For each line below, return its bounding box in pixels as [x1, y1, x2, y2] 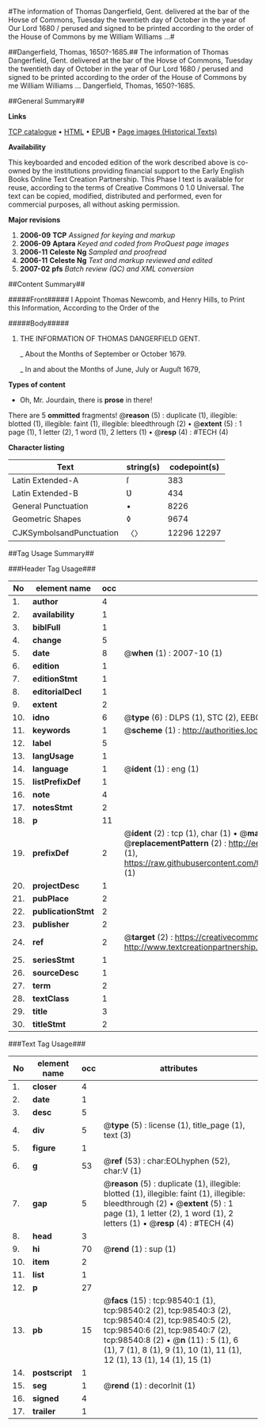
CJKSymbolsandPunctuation [12, 527, 119, 538]
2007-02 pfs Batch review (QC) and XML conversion [19, 264, 195, 273]
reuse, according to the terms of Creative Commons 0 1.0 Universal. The [8, 183, 245, 192]
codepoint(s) [169, 462, 220, 472]
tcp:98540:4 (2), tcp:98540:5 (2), [103, 1315, 231, 1326]
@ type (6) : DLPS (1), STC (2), [123, 712, 239, 723]
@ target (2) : [123, 932, 173, 942]
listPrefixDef [32, 776, 82, 787]
